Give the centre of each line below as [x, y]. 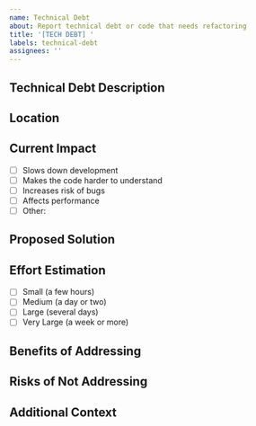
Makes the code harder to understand [93, 180]
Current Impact [53, 149]
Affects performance [61, 200]
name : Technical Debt [50, 18]
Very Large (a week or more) [75, 322]
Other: [34, 210]
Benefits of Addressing [75, 351]
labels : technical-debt [54, 43]
